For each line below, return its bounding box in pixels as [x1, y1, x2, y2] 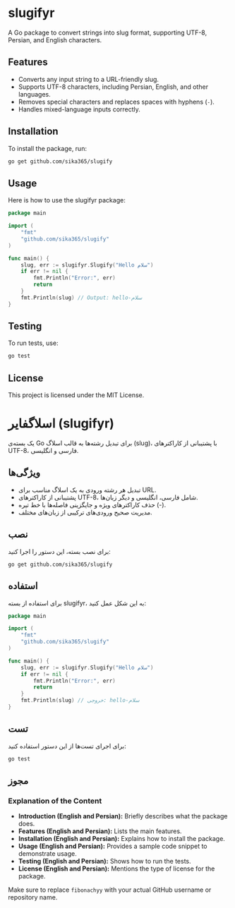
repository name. [8, 893, 58, 902]
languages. [18, 90, 52, 98]
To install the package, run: [8, 144, 88, 152]
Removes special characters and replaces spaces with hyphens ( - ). [18, 97, 215, 106]
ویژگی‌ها [8, 467, 41, 479]
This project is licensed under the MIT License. [8, 391, 145, 399]
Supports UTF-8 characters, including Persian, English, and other [18, 83, 209, 91]
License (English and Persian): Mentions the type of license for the [18, 864, 215, 873]
